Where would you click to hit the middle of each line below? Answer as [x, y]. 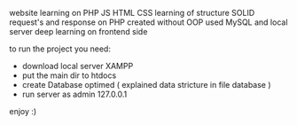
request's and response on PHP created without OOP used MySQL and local [148, 22]
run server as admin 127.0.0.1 [74, 94]
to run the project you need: [60, 49]
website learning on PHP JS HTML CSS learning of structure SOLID [132, 13]
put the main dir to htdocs [69, 75]
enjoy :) [23, 111]
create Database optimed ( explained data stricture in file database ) [147, 85]
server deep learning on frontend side [78, 31]
